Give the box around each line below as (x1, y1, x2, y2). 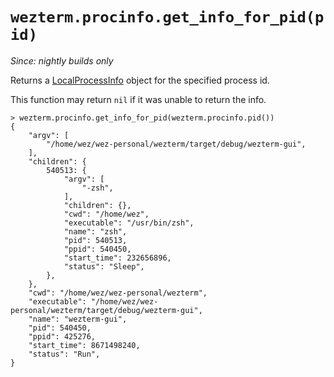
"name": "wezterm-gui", (28, 314, 128, 324)
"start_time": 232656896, (63, 253, 172, 263)
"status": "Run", (28, 349, 101, 359)
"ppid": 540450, (63, 244, 132, 254)
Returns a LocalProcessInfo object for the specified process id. (10, 74, 270, 86)
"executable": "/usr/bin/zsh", (63, 218, 195, 228)
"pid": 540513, (63, 235, 128, 245)
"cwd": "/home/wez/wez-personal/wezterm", (28, 288, 208, 298)
